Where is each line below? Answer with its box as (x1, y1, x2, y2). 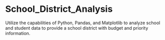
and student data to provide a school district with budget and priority (5, 25, 148, 31)
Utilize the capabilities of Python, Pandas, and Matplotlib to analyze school (5, 20, 160, 26)
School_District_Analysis (5, 3, 113, 15)
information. (5, 30, 31, 36)
